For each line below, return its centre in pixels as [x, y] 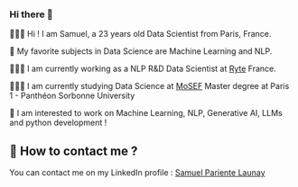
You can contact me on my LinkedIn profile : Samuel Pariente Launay [137, 173]
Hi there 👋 [32, 14]
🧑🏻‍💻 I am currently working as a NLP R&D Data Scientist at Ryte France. [143, 69]
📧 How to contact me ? [74, 151]
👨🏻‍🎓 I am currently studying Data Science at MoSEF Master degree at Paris [149, 86]
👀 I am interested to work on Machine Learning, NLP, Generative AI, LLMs [146, 113]
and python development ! [58, 123]
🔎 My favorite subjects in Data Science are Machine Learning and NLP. [141, 51]
